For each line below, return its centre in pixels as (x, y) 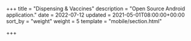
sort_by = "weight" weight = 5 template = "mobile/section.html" (84, 21)
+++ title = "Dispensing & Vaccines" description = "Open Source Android (96, 9)
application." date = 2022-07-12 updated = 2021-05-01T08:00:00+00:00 (95, 15)
